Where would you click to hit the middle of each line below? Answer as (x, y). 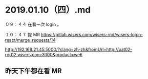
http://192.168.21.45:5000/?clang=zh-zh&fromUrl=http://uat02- (69, 49)
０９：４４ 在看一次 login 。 (33, 24)
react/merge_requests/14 (31, 40)
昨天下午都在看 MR (33, 71)
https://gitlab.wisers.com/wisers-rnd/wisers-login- (92, 34)
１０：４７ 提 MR (22, 34)
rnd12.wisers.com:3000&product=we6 (44, 54)
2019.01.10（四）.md (48, 10)
